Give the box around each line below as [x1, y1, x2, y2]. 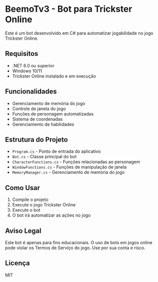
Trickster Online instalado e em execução [12, 73, 97, 79]
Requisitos [5, 50, 38, 58]
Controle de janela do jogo [12, 106, 66, 112]
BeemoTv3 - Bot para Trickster [5, 3, 132, 15]
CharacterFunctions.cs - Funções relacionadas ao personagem [12, 159, 140, 165]
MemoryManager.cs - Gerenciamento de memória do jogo [12, 169, 125, 175]
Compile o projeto [12, 197, 49, 202]
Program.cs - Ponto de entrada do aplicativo [12, 148, 101, 154]
